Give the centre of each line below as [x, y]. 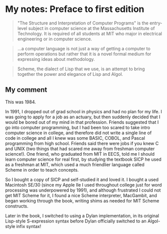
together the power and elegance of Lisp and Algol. [70, 74]
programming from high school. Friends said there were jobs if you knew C [82, 143]
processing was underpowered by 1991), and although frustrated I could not [83, 190]
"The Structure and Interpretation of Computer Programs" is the [83, 23]
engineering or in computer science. [55, 39]
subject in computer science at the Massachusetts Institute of [92, 28]
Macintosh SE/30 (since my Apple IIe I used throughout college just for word [83, 185]
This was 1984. [21, 102]
